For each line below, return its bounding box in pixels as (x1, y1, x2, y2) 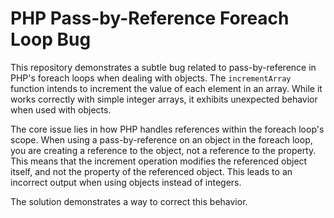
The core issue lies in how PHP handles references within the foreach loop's (10, 123, 325, 135)
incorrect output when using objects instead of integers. (10, 176, 242, 188)
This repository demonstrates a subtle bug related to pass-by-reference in (10, 61, 317, 73)
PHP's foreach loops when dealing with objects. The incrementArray (10, 72, 292, 84)
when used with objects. (10, 103, 112, 116)
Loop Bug (10, 28, 92, 51)
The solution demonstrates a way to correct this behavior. (10, 195, 248, 207)
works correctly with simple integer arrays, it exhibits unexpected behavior (10, 93, 318, 105)
